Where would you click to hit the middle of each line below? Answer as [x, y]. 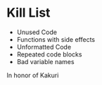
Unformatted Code [44, 47]
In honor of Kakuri [33, 75]
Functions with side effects [56, 39]
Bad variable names [45, 61]
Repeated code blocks [49, 54]
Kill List [28, 13]
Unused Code [37, 32]
